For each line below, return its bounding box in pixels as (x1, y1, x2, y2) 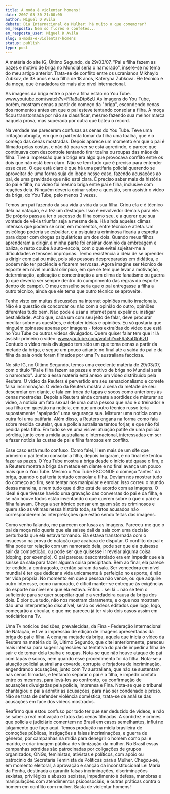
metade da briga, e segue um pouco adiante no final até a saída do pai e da (5, 346, 163, 353)
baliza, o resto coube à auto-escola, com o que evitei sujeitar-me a (5, 245, 145, 251)
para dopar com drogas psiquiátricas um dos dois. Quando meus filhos (5, 234, 154, 240)
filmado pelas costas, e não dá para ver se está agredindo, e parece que (5, 143, 157, 150)
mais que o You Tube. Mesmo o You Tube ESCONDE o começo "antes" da (5, 468, 160, 474)
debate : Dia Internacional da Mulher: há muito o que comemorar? (5, 21, 146, 27)
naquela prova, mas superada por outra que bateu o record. (5, 117, 130, 123)
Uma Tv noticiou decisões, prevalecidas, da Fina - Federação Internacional (5, 623, 162, 629)
